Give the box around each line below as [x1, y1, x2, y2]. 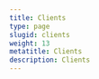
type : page [9, 22, 50, 31]
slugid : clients [9, 30, 70, 39]
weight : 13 [9, 38, 50, 48]
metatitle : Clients [9, 47, 83, 56]
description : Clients [9, 55, 91, 64]
